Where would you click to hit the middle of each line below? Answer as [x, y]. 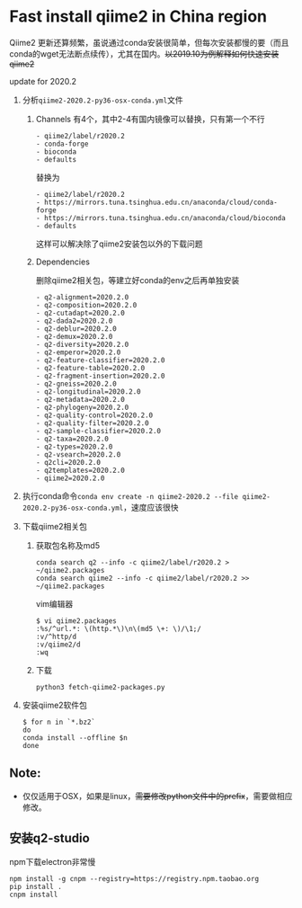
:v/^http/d [56, 636]
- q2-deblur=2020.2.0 [76, 329]
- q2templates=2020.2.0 [80, 470]
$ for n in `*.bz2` [59, 722]
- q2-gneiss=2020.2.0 [76, 384]
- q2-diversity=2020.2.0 [82, 344]
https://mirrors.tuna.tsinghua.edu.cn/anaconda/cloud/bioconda [164, 218]
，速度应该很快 [151, 507]
